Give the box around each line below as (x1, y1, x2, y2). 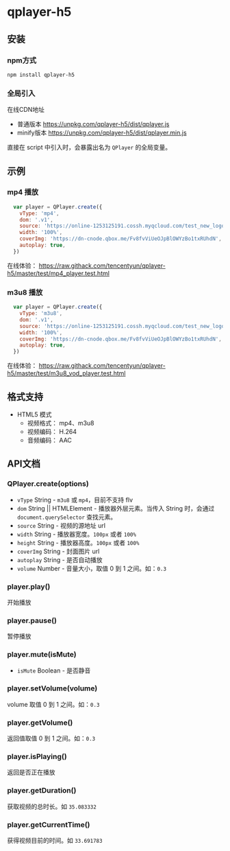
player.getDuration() (7, 786, 77, 795)
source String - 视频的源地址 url (16, 521, 106, 529)
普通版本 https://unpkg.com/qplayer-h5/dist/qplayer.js (16, 120, 170, 128)
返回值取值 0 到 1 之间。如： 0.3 (7, 734, 96, 743)
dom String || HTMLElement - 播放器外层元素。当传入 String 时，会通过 (16, 504, 215, 512)
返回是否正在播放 (7, 768, 55, 776)
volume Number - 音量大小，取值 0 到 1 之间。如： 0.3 (16, 564, 166, 572)
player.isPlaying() (7, 752, 67, 762)
